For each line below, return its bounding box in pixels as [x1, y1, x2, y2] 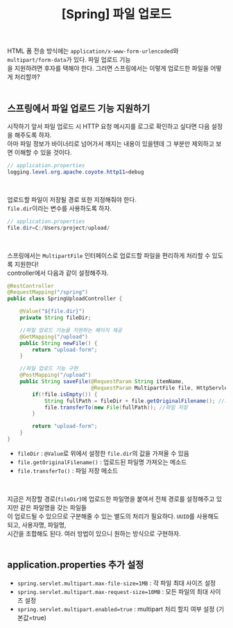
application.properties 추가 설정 [7, 559, 144, 571]
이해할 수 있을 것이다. [14, 148, 72, 156]
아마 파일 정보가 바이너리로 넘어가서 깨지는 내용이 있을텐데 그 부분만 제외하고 [7, 139, 215, 148]
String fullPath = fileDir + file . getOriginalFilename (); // [44, 397, 225, 405]
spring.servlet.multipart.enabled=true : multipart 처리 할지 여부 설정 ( [17, 604, 219, 613]
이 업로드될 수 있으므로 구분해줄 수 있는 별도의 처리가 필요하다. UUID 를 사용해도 [7, 511, 220, 520]
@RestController [7, 282, 54, 289]
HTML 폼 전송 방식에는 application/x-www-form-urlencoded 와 [7, 46, 179, 56]
